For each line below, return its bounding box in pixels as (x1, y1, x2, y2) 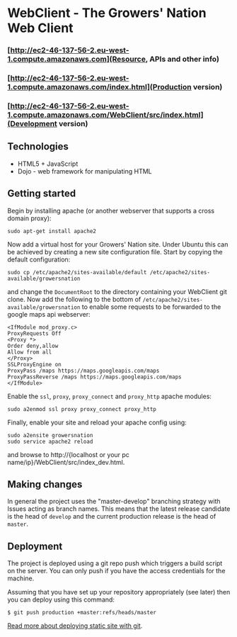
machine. (7, 574, 35, 582)
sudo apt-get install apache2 (7, 227, 97, 235)
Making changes (7, 478, 83, 490)
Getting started (7, 188, 76, 200)
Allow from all (7, 349, 52, 356)
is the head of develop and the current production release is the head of (7, 512, 216, 521)
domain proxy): (7, 214, 52, 222)
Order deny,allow (7, 342, 59, 349)
